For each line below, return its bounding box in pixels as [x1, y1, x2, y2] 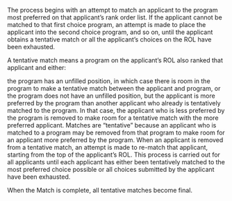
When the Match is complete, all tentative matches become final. [7, 186, 193, 194]
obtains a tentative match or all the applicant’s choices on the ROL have [7, 35, 212, 44]
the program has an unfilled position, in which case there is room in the [7, 77, 210, 85]
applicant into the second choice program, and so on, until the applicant [7, 28, 213, 36]
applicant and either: [7, 64, 67, 71]
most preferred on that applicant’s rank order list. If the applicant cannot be [7, 13, 222, 21]
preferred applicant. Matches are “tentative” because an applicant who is [7, 121, 217, 129]
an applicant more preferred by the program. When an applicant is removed [7, 136, 224, 144]
